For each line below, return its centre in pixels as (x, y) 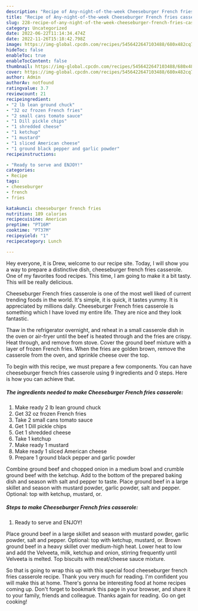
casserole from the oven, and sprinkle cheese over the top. (78, 355)
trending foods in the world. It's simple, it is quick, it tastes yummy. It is (92, 300)
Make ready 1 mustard (42, 445)
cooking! (17, 602)
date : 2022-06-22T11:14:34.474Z (46, 34)
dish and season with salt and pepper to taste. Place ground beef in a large (97, 481)
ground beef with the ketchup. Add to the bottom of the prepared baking (94, 475)
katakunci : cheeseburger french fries (54, 208)
